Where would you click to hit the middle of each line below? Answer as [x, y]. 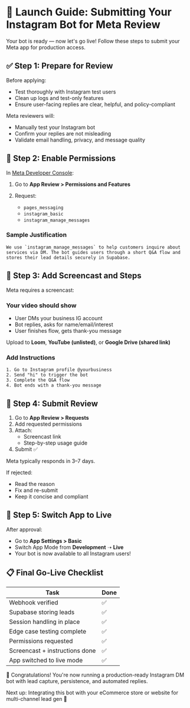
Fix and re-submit [36, 490]
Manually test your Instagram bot [55, 127]
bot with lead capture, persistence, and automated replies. [77, 681]
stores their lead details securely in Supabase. [68, 258]
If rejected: [19, 472]
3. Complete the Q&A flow [38, 380]
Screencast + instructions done [53, 651]
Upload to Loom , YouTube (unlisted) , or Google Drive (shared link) [89, 342]
